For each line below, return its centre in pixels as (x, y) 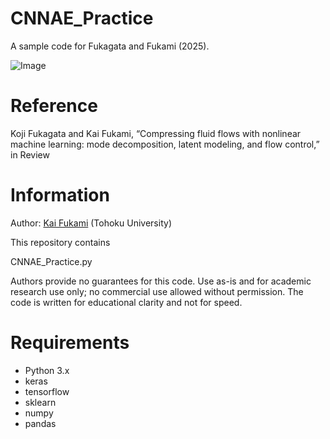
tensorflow (47, 391)
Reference (54, 106)
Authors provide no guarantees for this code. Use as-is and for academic (161, 281)
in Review (30, 154)
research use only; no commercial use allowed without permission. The (157, 291)
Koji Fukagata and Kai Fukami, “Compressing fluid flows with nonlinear (156, 133)
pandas (40, 423)
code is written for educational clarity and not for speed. (126, 302)
